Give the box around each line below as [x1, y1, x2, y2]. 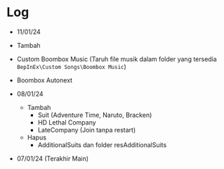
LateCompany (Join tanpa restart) [37, 125, 136, 134]
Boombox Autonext [16, 75, 73, 84]
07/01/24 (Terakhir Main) [16, 154, 89, 163]
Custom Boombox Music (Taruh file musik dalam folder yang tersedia [16, 54, 217, 63]
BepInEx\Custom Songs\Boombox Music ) [16, 62, 127, 70]
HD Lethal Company [37, 118, 96, 127]
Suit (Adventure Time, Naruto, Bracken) [37, 111, 152, 119]
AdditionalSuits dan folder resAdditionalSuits [37, 140, 167, 149]
